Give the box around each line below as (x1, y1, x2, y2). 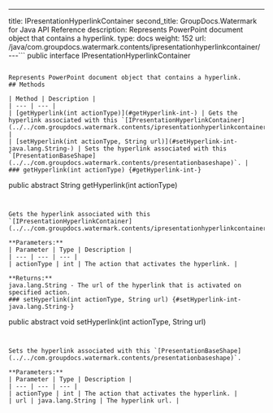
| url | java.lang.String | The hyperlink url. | (8, 397, 180, 405)
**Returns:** (8, 274, 53, 282)
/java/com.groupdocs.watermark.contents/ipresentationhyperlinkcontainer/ (8, 42, 261, 51)
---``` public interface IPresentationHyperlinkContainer (8, 50, 191, 60)
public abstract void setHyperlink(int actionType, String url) (8, 317, 206, 326)
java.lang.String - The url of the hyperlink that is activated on (8, 281, 242, 289)
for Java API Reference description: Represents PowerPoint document (8, 25, 244, 34)
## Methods (8, 80, 45, 89)
